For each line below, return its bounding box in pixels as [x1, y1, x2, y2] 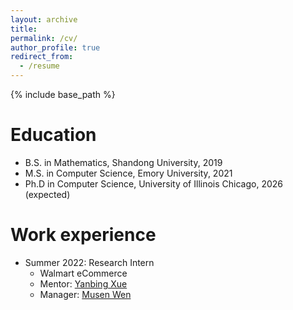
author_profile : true [10, 42, 101, 53]
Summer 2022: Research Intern [24, 256, 155, 268]
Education [10, 124, 97, 146]
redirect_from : [10, 52, 74, 62]
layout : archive [10, 14, 78, 25]
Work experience [10, 224, 157, 246]
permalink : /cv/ [10, 33, 78, 43]
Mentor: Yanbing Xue [39, 277, 128, 290]
